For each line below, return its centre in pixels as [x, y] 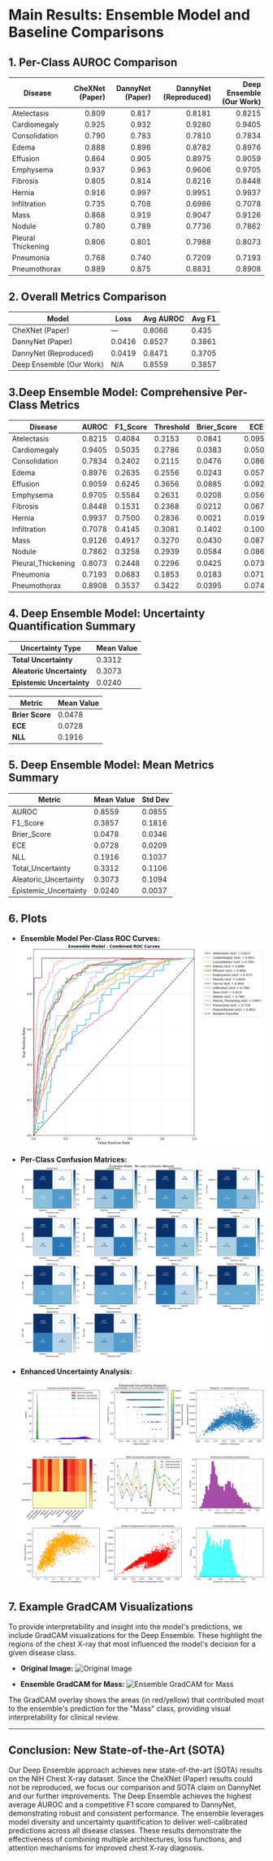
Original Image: [47, 1668]
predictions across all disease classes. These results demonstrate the [125, 1830]
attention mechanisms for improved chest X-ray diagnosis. [106, 1847]
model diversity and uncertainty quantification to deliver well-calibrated [128, 1822]
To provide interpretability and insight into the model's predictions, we [126, 1626]
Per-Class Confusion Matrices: [74, 1159]
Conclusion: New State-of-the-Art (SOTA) [117, 1750]
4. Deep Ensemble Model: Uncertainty [107, 614]
